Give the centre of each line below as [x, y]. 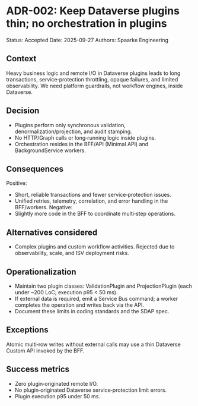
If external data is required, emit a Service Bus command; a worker [96, 299]
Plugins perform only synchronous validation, [70, 125]
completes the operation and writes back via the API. [79, 305]
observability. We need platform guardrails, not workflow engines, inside [95, 86]
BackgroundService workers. [50, 150]
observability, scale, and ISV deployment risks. [72, 253]
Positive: [17, 183]
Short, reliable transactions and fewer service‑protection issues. [93, 195]
